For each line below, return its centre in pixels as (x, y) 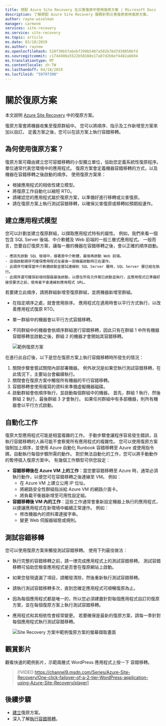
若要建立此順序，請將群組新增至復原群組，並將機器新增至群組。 (70, 292)
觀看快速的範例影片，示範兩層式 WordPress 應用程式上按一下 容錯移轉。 (79, 662)
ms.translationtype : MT (30, 61)
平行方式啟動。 (41, 405)
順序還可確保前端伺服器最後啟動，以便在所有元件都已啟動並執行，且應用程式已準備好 (87, 277)
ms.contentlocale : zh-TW (31, 65)
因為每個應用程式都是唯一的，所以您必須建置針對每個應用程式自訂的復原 (86, 599)
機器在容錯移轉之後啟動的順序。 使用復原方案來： (56, 174)
